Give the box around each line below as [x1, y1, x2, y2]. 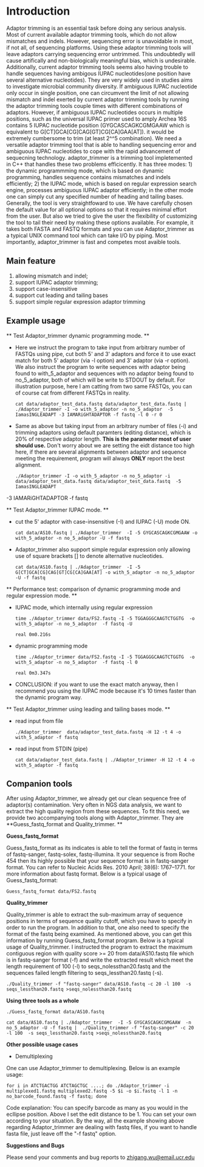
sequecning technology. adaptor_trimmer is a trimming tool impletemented [6, 154, 193, 161]
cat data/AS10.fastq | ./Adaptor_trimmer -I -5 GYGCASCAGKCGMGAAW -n [6, 1019, 191, 1026]
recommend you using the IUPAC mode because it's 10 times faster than [15, 687, 196, 694]
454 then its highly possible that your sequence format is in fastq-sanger [6, 857, 189, 865]
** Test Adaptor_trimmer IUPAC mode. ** [6, 506, 109, 513]
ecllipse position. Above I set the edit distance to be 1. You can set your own [6, 1111, 197, 1118]
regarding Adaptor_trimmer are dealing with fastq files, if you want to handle [6, 1124, 197, 1131]
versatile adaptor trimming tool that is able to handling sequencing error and [6, 141, 197, 148]
